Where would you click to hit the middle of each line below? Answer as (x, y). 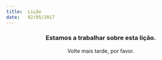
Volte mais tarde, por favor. (101, 50)
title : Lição (24, 12)
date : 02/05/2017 (31, 17)
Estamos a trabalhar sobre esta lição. (101, 38)
